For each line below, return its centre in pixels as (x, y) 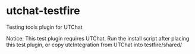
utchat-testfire (43, 11)
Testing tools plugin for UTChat (44, 27)
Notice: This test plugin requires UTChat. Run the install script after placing (98, 38)
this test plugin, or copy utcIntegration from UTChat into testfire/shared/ (94, 45)
